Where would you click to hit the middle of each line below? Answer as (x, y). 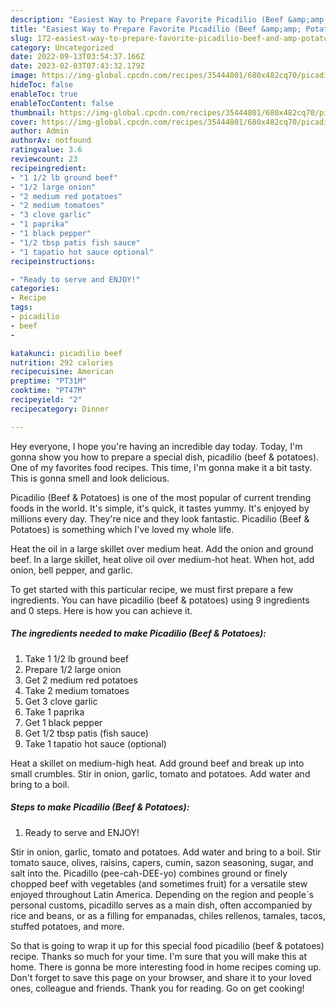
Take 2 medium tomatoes (77, 690)
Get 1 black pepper (63, 722)
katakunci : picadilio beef (66, 353)
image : (24, 76)
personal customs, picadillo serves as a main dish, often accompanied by (161, 905)
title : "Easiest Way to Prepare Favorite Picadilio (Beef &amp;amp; (156, 29)
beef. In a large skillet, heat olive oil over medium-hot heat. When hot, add (162, 559)
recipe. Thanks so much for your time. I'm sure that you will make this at (159, 956)
